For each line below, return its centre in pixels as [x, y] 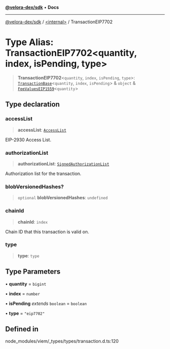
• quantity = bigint [26, 284]
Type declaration [32, 104]
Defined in [22, 329]
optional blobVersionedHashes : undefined [62, 198]
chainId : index [33, 222]
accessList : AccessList [42, 130]
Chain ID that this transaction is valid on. [47, 232]
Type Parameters [33, 272]
